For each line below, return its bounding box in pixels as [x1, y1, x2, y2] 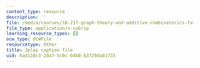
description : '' [6, 14, 46, 20]
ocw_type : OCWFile [6, 36, 52, 42]
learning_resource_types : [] [6, 31, 79, 37]
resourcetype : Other [6, 42, 58, 48]
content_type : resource [6, 8, 65, 15]
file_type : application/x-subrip [6, 25, 89, 31]
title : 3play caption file [6, 47, 73, 53]
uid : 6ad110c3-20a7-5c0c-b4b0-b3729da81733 [6, 53, 116, 59]
